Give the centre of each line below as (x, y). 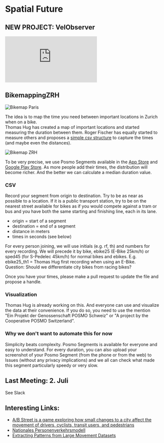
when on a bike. (21, 122)
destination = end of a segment (44, 226)
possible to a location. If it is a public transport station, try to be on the (76, 201)
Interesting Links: (32, 408)
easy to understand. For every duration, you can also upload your (71, 350)
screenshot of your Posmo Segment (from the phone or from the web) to (78, 354)
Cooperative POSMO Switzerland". (40, 321)
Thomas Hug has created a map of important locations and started (72, 127)
